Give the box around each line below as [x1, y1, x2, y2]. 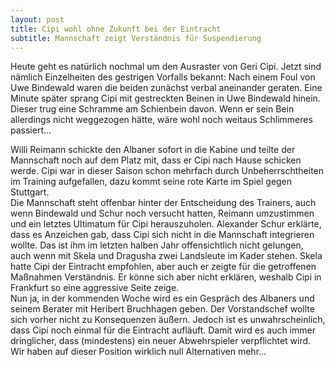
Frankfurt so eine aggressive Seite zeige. [10, 282, 180, 294]
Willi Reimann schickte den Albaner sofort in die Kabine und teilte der [10, 144, 296, 156]
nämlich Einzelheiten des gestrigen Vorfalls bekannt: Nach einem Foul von [10, 71, 316, 83]
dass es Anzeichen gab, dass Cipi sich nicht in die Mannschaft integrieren [10, 229, 315, 241]
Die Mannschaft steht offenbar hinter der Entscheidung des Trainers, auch [10, 197, 317, 209]
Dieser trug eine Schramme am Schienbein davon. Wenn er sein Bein [10, 103, 295, 115]
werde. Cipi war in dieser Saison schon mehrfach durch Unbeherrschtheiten [10, 165, 325, 177]
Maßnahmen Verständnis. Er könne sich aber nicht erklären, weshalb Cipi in [10, 271, 322, 283]
